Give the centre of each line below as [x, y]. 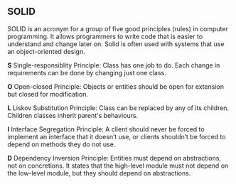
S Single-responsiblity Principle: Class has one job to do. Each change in [114, 65]
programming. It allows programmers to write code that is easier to [105, 36]
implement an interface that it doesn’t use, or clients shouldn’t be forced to [117, 136]
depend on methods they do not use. [61, 144]
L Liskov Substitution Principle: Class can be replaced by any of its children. [118, 108]
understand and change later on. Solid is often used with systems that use [116, 44]
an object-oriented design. [46, 51]
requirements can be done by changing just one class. [87, 72]
